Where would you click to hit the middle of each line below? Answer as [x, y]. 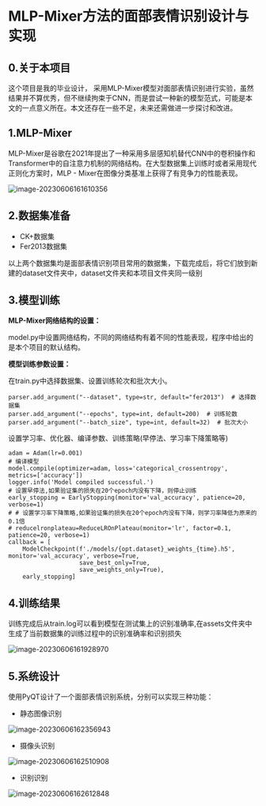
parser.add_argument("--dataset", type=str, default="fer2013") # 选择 [129, 397]
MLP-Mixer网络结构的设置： [55, 320]
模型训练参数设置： [40, 364]
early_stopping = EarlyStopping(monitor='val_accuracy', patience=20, [127, 498]
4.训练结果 [34, 603]
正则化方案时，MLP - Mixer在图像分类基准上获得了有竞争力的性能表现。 [125, 173]
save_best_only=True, [114, 563]
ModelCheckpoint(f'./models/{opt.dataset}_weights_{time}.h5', [129, 549]
